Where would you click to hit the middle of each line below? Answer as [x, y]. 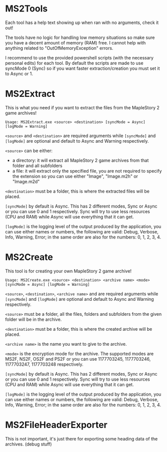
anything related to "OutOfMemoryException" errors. [59, 48]
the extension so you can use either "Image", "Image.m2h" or [75, 176]
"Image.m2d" [26, 181]
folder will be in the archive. [34, 319]
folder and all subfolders [37, 166]
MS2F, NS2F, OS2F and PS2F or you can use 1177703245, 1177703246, [78, 359]
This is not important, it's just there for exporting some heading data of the [82, 439]
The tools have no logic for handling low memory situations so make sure [80, 37]
